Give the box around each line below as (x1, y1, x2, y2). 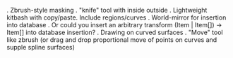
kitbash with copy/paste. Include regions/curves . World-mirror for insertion (6, 13, 227, 22)
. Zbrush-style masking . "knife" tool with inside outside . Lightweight (6, 6, 208, 14)
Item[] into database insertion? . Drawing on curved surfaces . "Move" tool (6, 28, 223, 36)
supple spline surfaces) (6, 43, 76, 51)
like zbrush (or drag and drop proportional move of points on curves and (6, 36, 217, 44)
